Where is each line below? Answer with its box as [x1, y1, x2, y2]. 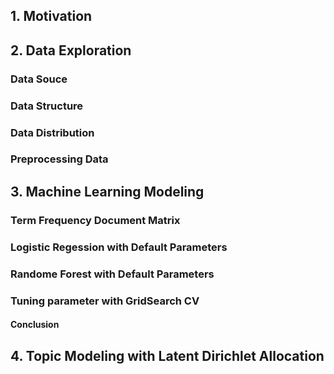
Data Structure [10, 99, 84, 113]
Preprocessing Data [10, 152, 109, 166]
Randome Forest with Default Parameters [10, 267, 215, 281]
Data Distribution [10, 125, 95, 139]
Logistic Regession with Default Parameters [10, 240, 228, 254]
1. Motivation [10, 8, 93, 25]
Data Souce [10, 72, 68, 86]
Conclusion [10, 319, 60, 331]
